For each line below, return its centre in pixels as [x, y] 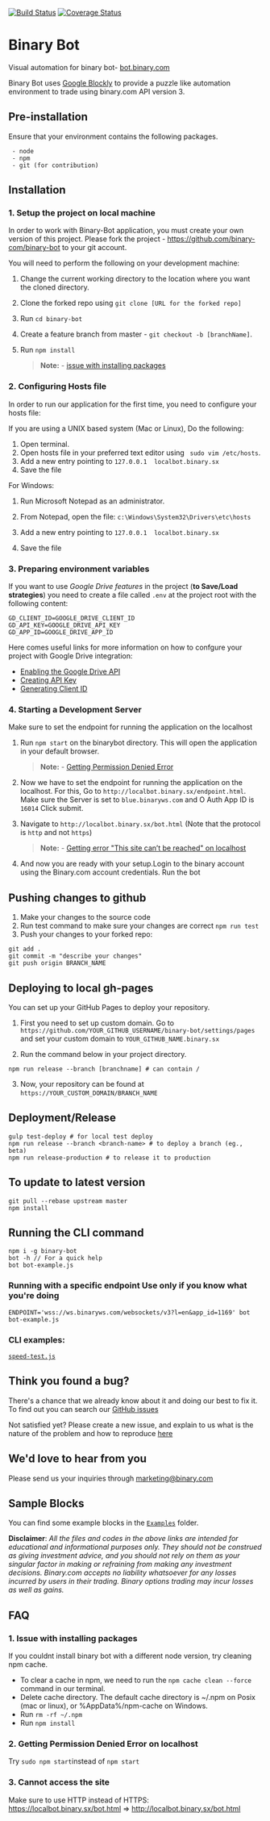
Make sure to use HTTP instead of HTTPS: [79, 1800]
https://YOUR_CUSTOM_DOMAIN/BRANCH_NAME [89, 1093]
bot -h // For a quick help [56, 1259]
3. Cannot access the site [59, 1782]
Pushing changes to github [77, 898]
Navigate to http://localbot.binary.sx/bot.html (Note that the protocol [140, 824]
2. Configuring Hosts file [58, 386]
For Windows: [31, 485]
